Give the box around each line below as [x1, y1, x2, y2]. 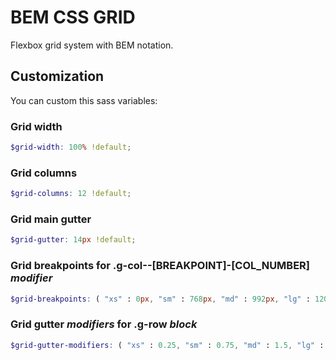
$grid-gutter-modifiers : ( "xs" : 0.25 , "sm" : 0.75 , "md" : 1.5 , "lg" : [10, 340, 325, 350]
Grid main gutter [10, 212, 92, 226]
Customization [10, 68, 105, 85]
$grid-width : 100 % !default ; [10, 142, 132, 153]
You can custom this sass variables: [10, 94, 158, 106]
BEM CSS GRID [10, 6, 136, 29]
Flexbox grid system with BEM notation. [10, 39, 174, 51]
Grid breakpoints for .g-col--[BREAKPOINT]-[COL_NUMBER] [10, 259, 311, 273]
